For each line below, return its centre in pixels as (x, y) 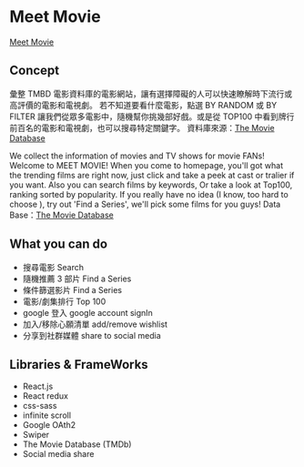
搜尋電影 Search (53, 267)
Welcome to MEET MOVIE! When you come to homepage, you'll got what (147, 165)
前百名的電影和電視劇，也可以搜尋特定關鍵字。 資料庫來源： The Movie (142, 127)
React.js (38, 386)
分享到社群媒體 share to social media (91, 335)
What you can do (58, 244)
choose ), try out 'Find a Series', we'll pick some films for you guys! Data (145, 204)
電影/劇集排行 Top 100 (64, 301)
